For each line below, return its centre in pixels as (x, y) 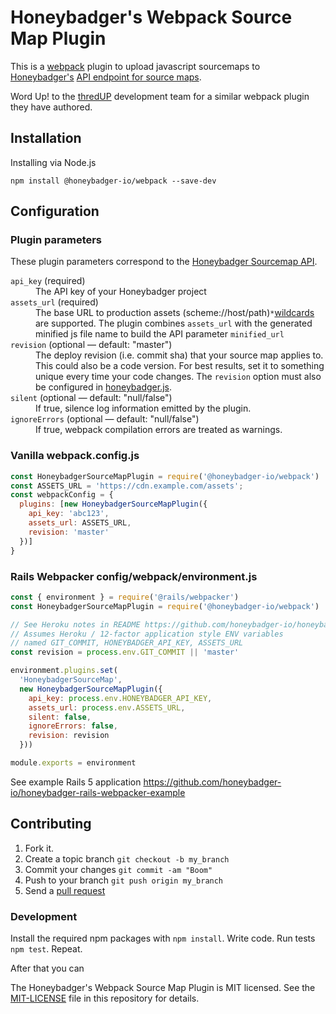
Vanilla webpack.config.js (75, 456)
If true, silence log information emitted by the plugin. (143, 408)
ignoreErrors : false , (73, 726)
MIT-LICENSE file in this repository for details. (105, 998)
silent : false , (60, 717)
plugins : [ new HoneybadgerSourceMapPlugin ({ (113, 504)
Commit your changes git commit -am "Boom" (118, 869)
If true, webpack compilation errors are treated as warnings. (159, 430)
